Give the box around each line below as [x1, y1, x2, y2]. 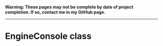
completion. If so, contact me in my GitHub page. [5, 9, 106, 15]
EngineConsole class [5, 31, 92, 42]
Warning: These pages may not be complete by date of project [5, 4, 133, 10]
